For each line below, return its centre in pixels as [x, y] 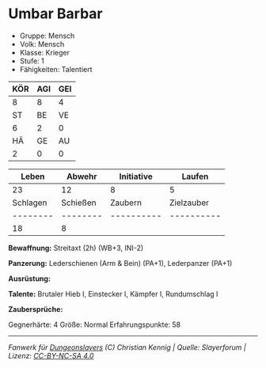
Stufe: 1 [32, 61]
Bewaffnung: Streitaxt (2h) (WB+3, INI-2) [76, 248]
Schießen [79, 203]
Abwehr [82, 176]
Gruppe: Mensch [47, 36]
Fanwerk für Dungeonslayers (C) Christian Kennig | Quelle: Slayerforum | [127, 347]
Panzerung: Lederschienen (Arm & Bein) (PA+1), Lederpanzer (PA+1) [120, 263]
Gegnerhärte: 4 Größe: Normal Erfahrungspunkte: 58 [94, 324]
